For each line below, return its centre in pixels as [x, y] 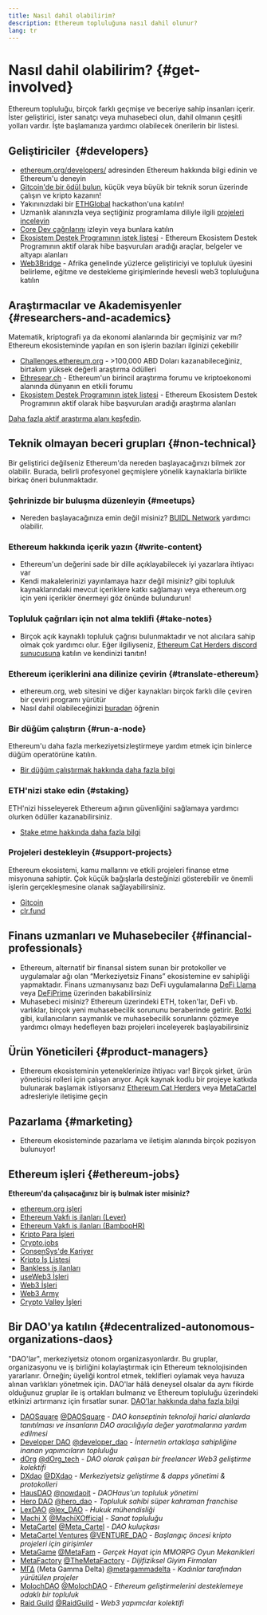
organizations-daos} [61, 1340]
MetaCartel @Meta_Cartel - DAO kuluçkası [90, 1527]
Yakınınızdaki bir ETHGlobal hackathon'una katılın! [102, 204]
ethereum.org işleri [51, 1209]
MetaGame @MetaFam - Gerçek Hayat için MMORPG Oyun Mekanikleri [137, 1552]
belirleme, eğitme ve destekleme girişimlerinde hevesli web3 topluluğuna [139, 272]
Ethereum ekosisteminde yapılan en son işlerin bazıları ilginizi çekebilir [124, 345]
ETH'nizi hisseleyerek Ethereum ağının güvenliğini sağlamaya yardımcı [124, 808]
